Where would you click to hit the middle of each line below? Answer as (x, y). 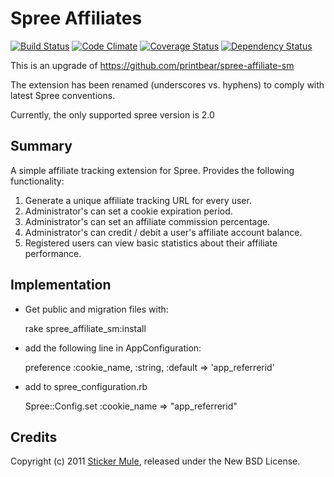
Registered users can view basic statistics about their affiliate (151, 243)
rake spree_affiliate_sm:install (85, 328)
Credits (34, 437)
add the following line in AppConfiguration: (113, 348)
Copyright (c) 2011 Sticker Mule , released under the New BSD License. (155, 461)
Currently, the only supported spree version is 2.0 (112, 114)
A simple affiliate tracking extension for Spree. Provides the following (152, 170)
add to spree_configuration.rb (86, 386)
